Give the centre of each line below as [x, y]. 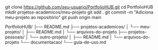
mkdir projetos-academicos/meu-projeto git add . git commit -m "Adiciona [79, 12]
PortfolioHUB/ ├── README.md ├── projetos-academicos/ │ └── [72, 27]
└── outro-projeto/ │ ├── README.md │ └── [76, 37]
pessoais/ [15, 37]
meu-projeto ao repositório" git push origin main [53, 17]
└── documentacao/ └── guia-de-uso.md [63, 42]
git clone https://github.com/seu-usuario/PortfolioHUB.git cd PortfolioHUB [79, 7]
